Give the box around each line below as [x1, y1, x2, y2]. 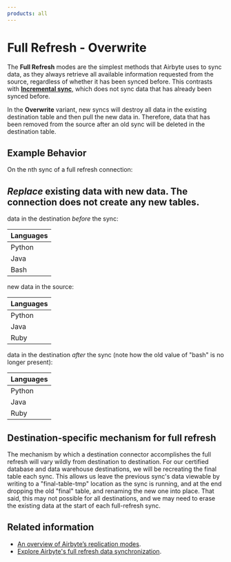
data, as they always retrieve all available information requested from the [7, 70, 214, 78]
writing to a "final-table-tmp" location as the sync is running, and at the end [7, 480, 222, 488]
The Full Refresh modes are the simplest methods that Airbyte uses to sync [7, 63, 222, 71]
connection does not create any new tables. [7, 196, 200, 208]
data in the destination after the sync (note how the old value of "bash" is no [7, 351, 224, 359]
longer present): [7, 358, 53, 366]
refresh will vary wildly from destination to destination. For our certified [7, 458, 209, 465]
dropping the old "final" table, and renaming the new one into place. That [7, 487, 215, 495]
